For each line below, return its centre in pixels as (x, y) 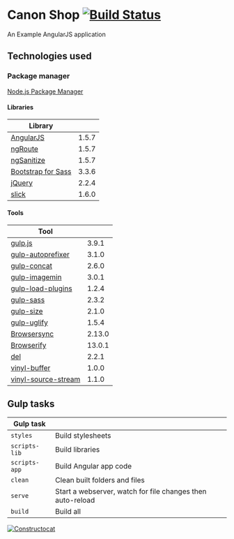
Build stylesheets (83, 435)
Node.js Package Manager (45, 91)
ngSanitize (28, 160)
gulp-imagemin (36, 277)
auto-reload (75, 500)
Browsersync (32, 334)
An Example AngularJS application (56, 34)
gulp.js (22, 243)
